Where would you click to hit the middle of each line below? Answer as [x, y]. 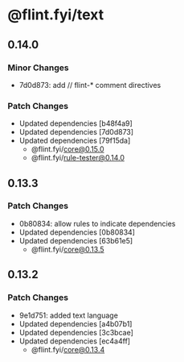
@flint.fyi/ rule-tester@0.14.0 [78, 158]
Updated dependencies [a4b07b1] [76, 323]
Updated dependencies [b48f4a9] [76, 123]
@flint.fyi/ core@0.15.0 [68, 149]
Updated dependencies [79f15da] [75, 141]
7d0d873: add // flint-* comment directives [90, 85]
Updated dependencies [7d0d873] [76, 132]
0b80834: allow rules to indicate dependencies [97, 223]
